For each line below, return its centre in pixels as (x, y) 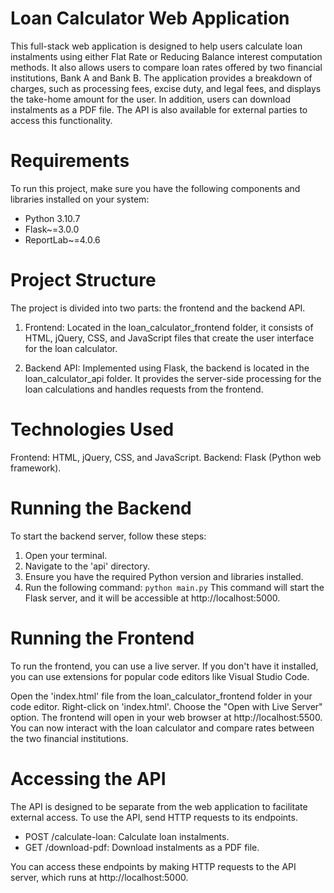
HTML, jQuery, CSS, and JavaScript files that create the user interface (169, 338)
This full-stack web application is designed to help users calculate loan (156, 46)
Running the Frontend (102, 638)
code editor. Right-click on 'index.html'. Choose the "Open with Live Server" (166, 706)
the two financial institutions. (69, 738)
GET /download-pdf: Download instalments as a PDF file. (142, 847)
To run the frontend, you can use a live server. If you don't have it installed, (164, 666)
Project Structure (83, 280)
